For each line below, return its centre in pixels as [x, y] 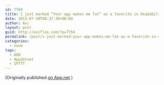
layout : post [18, 28]
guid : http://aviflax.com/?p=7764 [40, 32]
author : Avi [17, 23]
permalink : [16, 37]
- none [16, 46]
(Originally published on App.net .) [39, 78]
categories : [17, 41]
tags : [10, 50]
